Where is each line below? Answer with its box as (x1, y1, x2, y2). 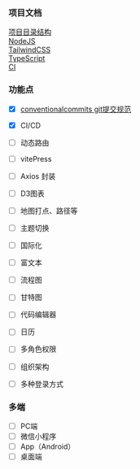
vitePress (20, 154, 52, 163)
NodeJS (8, 37, 36, 46)
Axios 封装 (20, 171, 56, 180)
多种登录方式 (20, 379, 63, 389)
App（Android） (20, 441, 76, 452)
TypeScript (8, 54, 46, 63)
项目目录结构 (8, 27, 51, 37)
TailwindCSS (8, 45, 51, 54)
